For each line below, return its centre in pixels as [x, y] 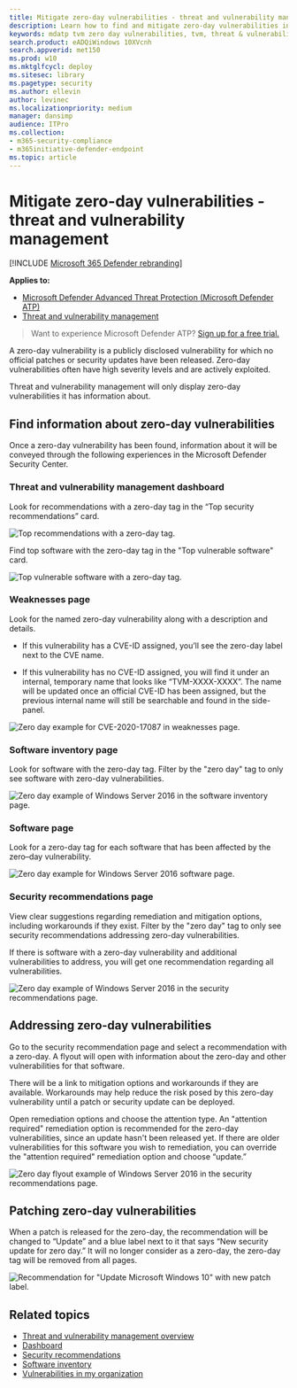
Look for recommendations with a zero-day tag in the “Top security [132, 507]
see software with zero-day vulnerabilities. [87, 779]
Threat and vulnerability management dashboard [117, 487]
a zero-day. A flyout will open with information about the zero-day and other [148, 1056]
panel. [34, 710]
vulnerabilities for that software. [67, 1066]
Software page [42, 828]
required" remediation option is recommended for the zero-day [124, 1128]
